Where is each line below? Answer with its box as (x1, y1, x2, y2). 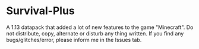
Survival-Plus (6, 4, 75, 18)
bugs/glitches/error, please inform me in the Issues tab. (6, 36, 142, 43)
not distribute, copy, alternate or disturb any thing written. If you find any (6, 30, 184, 37)
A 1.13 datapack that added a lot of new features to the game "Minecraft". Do (6, 24, 194, 31)
